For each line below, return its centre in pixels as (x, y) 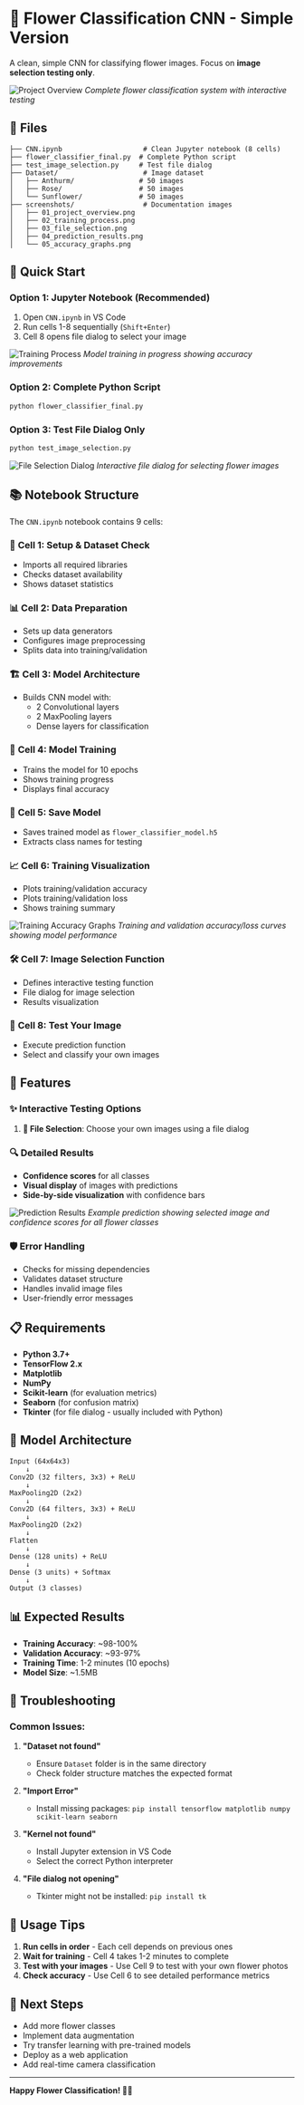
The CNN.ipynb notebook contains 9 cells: (86, 521)
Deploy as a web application (75, 2055)
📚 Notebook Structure (74, 495)
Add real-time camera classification (89, 2064)
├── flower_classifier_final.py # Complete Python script (123, 157)
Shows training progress (68, 779)
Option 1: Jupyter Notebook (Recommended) (110, 298)
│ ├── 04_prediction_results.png (76, 236)
